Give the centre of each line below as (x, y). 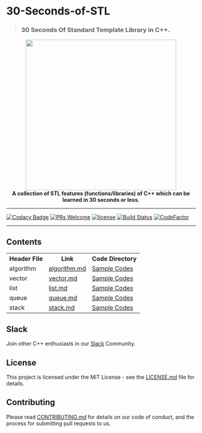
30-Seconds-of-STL (58, 11)
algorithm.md (67, 269)
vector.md (63, 278)
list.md (58, 288)
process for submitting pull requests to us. (59, 423)
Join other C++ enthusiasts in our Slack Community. (71, 344)
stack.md (62, 308)
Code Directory (115, 259)
